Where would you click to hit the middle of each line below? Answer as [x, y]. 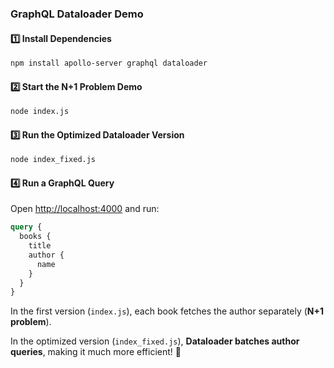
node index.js [40, 112]
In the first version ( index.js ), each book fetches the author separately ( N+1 [167, 311]
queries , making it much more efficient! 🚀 [96, 352]
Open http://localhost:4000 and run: [85, 209]
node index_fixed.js [53, 160]
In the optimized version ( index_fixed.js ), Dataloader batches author [155, 341]
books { [35, 237]
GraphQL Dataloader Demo [77, 14]
